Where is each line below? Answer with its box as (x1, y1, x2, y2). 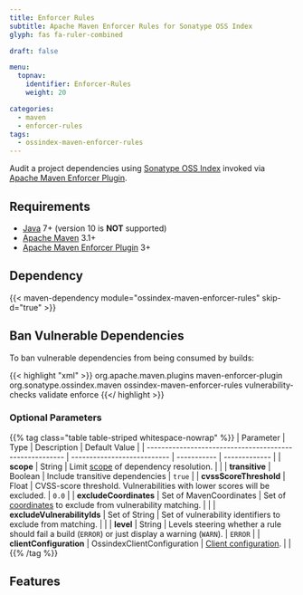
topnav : (17, 72, 47, 81)
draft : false (9, 46, 59, 55)
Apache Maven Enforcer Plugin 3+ (22, 242, 151, 253)
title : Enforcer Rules (9, 13, 95, 23)
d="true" (9, 302, 43, 312)
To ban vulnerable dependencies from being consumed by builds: (9, 352, 255, 363)
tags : (9, 130, 30, 139)
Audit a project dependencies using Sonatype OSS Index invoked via (9, 163, 265, 174)
